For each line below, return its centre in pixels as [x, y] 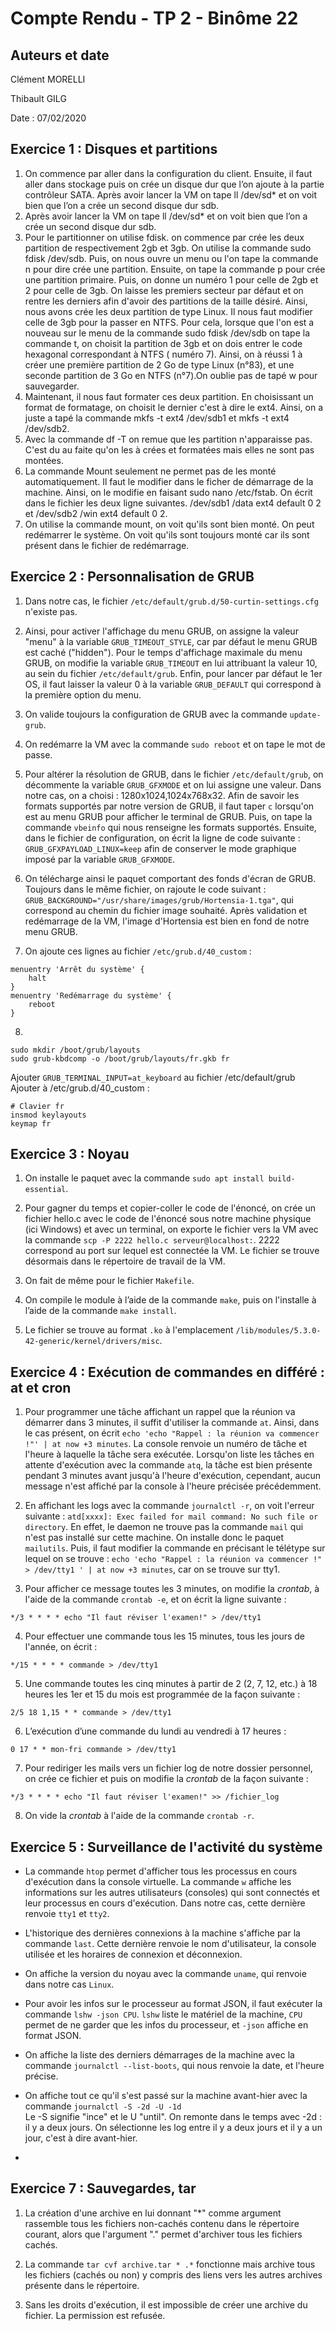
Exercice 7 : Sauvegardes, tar [103, 2188]
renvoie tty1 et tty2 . [67, 1914]
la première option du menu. [83, 694]
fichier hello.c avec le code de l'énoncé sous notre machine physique [168, 1219]
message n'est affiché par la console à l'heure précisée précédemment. [173, 1486]
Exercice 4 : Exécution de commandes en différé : [167, 1372]
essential [45, 1190]
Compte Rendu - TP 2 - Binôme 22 [154, 18]
